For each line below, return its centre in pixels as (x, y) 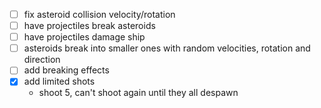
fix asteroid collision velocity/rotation (99, 14)
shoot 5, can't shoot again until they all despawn (138, 93)
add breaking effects (66, 70)
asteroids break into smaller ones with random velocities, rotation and (167, 48)
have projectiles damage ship (84, 37)
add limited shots (59, 81)
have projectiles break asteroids (89, 26)
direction (42, 60)
